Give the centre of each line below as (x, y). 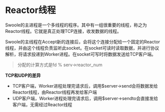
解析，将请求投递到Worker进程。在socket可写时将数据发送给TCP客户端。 (81, 54)
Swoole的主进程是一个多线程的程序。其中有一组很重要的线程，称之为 (76, 25)
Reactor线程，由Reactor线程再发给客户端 (55, 92)
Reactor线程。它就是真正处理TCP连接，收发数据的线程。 (63, 31)
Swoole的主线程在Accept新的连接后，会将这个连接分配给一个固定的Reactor (83, 42)
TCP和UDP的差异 (23, 75)
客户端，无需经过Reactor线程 (42, 105)
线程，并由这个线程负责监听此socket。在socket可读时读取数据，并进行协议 (82, 48)
